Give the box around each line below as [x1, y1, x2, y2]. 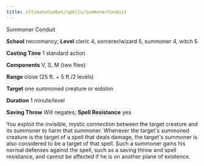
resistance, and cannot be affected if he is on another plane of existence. [6, 153, 191, 160]
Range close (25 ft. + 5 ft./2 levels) [6, 73, 94, 80]
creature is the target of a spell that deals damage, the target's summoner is [6, 133, 198, 140]
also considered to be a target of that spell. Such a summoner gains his [6, 140, 186, 147]
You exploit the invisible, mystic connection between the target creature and [6, 120, 199, 128]
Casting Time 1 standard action [6, 49, 86, 57]
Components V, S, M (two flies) [6, 61, 86, 68]
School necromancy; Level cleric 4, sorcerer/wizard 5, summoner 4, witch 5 [6, 37, 198, 45]
